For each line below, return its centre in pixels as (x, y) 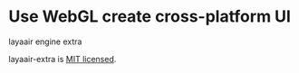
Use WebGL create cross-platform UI (150, 17)
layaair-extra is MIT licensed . (63, 59)
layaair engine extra (45, 41)
